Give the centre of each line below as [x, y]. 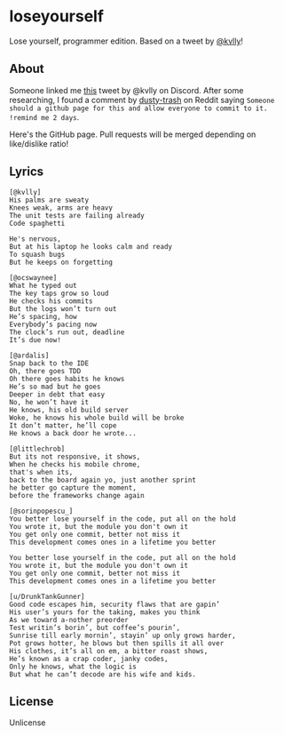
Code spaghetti [37, 223]
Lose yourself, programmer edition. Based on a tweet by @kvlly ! [126, 41]
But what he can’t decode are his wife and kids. [103, 674]
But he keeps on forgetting [61, 262]
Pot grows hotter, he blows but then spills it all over [117, 643]
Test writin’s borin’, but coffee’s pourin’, [95, 627]
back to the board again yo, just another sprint [103, 480]
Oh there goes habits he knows [67, 379]
